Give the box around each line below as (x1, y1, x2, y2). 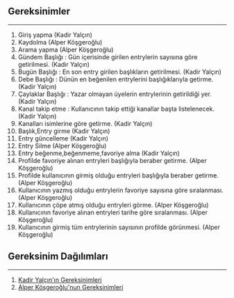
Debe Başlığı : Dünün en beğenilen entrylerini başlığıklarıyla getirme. (17, 74, 214, 83)
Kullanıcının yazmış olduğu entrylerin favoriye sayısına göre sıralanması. (17, 186, 224, 194)
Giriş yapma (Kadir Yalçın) (17, 31, 93, 39)
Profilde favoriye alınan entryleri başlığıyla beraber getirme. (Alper (17, 156, 208, 164)
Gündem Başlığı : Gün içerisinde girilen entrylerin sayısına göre (17, 52, 198, 61)
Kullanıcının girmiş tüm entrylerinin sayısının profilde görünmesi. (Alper (17, 223, 221, 231)
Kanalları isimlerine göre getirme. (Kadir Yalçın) (17, 119, 153, 127)
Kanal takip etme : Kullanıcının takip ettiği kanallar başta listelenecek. (17, 104, 215, 113)
